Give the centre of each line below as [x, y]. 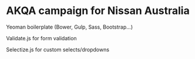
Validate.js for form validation [42, 38]
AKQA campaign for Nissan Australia [98, 11]
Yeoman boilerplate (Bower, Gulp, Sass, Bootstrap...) [70, 27]
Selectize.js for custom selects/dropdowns [58, 49]
